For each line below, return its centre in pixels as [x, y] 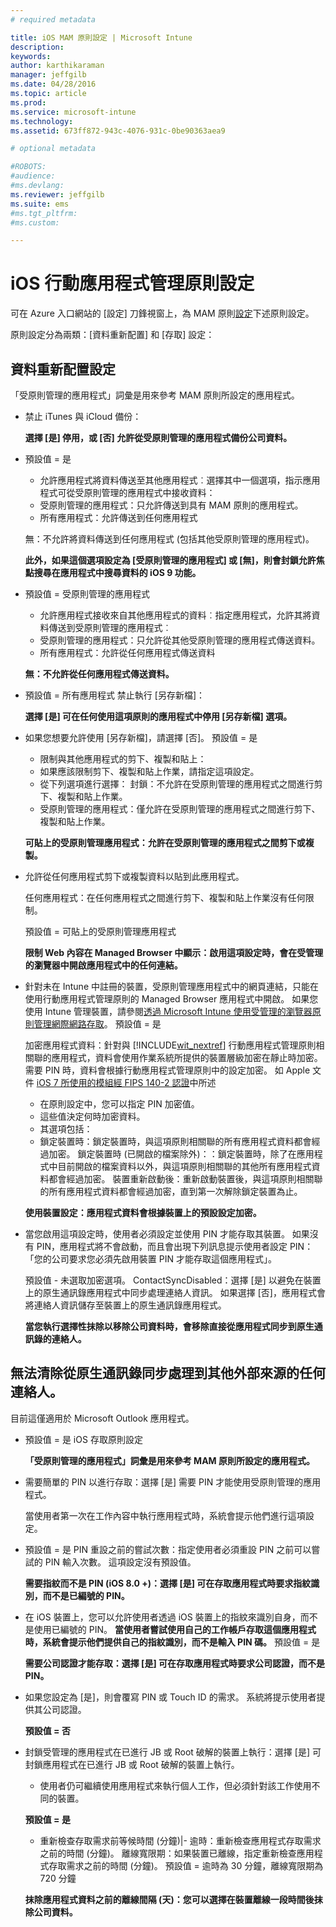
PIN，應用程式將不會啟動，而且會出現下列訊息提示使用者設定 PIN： [175, 1246]
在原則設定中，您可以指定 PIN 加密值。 [119, 1104]
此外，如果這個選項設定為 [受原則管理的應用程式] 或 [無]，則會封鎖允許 [170, 560]
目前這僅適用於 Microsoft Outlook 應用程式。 [102, 1418]
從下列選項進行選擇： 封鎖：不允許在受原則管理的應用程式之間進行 [177, 784]
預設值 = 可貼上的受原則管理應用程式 [100, 931]
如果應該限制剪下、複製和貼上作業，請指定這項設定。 [149, 771]
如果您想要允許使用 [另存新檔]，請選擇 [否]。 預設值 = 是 [141, 737]
